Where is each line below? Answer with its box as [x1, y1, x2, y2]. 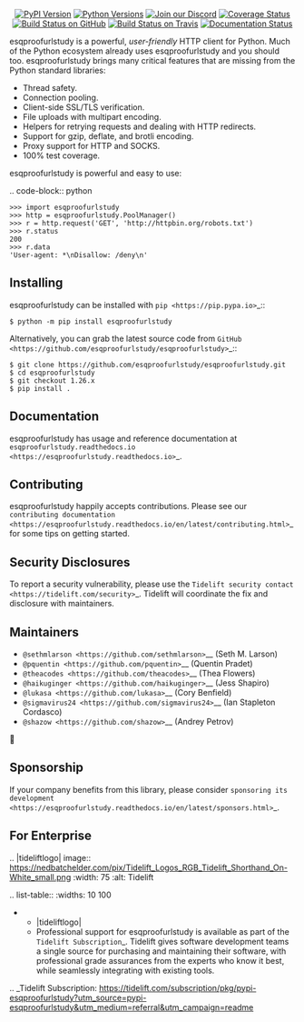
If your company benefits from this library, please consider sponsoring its [9, 784, 288, 795]
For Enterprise [9, 828, 93, 844]
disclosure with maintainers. [9, 598, 115, 609]
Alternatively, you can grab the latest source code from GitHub [9, 333, 242, 344]
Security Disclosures [9, 555, 131, 570]
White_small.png [9, 871, 72, 882]
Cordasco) [22, 706, 63, 717]
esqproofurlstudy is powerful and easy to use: [9, 168, 182, 178]
